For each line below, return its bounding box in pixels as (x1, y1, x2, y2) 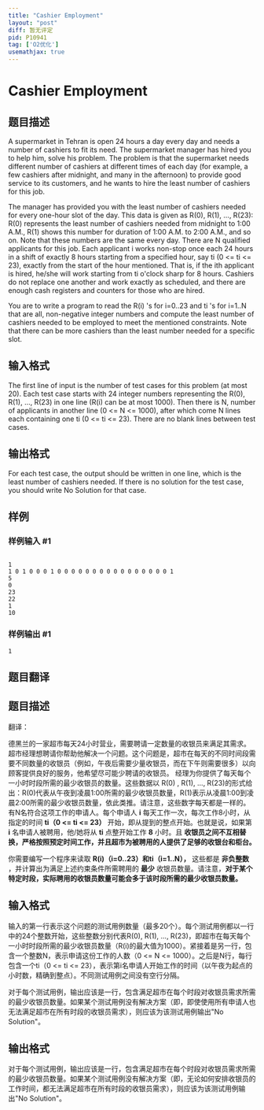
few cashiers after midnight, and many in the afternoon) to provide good (8, 170, 242, 179)
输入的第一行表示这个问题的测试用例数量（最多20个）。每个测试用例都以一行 (8, 921, 255, 931)
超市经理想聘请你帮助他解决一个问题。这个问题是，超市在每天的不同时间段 (8, 749, 249, 758)
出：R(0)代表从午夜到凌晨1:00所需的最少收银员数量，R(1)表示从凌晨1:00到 (8, 788, 247, 797)
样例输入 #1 (8, 535, 51, 546)
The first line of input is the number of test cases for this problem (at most (8, 380, 247, 390)
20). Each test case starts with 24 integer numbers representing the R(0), (8, 389, 246, 398)
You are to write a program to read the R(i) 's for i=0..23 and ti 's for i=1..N (8, 301, 247, 310)
